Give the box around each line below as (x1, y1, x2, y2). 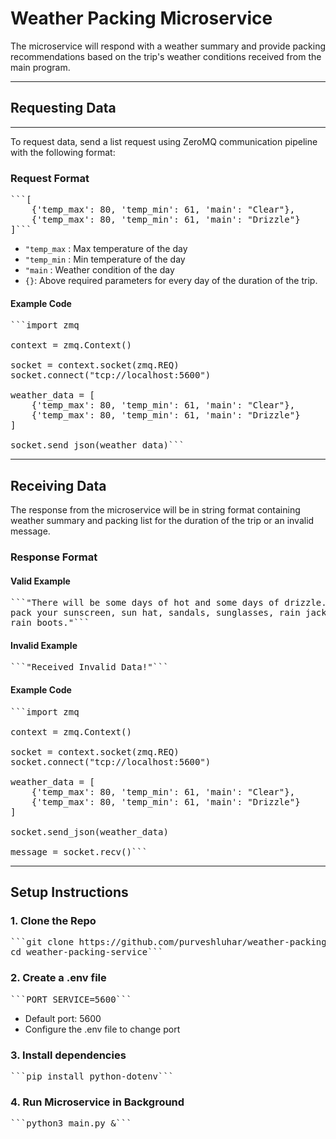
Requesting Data (10, 100, 117, 117)
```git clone (10, 937, 75, 948)
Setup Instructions (10, 883, 129, 901)
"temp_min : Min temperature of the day (24, 253, 186, 266)
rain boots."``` (10, 617, 90, 629)
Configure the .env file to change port (24, 1023, 181, 1035)
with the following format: (10, 146, 116, 158)
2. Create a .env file (10, 971, 107, 985)
